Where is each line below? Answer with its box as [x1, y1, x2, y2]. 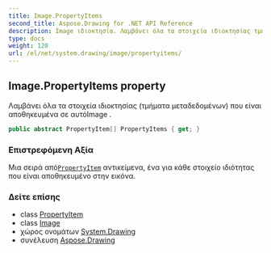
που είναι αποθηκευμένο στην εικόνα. [8, 171, 135, 180]
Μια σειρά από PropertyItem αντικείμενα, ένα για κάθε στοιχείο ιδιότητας [8, 162, 255, 172]
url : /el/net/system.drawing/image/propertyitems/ [8, 49, 182, 57]
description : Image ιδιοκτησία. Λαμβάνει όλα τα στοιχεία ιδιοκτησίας [8, 27, 251, 35]
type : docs [8, 34, 45, 43]
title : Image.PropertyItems [8, 11, 103, 20]
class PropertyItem [19, 209, 83, 219]
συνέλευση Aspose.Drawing [19, 235, 115, 245]
